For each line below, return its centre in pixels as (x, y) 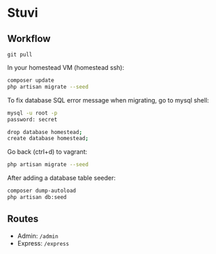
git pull (20, 54)
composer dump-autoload (42, 191)
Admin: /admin (38, 236)
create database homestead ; (48, 139)
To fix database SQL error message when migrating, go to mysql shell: (108, 100)
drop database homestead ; (45, 132)
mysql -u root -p (32, 113)
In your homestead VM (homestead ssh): (66, 67)
